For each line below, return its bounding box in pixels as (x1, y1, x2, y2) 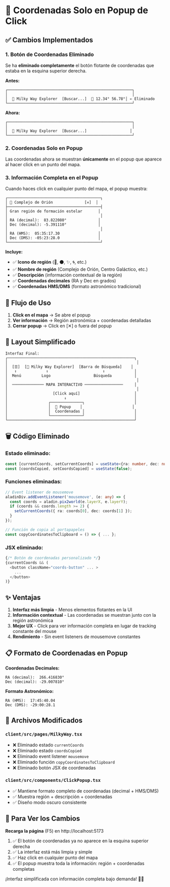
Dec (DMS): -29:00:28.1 (5, 702, 56, 708)
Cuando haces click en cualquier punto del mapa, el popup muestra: (5, 185, 148, 192)
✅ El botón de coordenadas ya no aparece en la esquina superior (12, 838, 149, 844)
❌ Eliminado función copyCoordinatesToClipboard (12, 759, 115, 765)
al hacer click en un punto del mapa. (5, 162, 81, 168)
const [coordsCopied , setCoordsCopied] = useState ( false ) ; (5, 466, 133, 471)
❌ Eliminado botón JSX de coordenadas (12, 765, 96, 771)
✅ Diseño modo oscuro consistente (12, 799, 87, 805)
